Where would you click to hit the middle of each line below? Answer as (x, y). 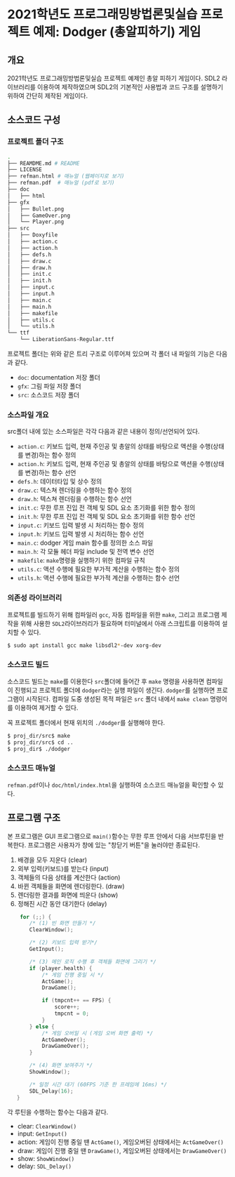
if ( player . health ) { (61, 968)
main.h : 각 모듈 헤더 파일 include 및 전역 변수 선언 (86, 552)
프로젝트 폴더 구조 (36, 142)
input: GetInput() (42, 1133)
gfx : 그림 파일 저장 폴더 (49, 386)
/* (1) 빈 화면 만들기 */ (62, 924)
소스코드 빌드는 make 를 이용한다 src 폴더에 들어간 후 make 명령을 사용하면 (106, 681)
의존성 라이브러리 (35, 598)
